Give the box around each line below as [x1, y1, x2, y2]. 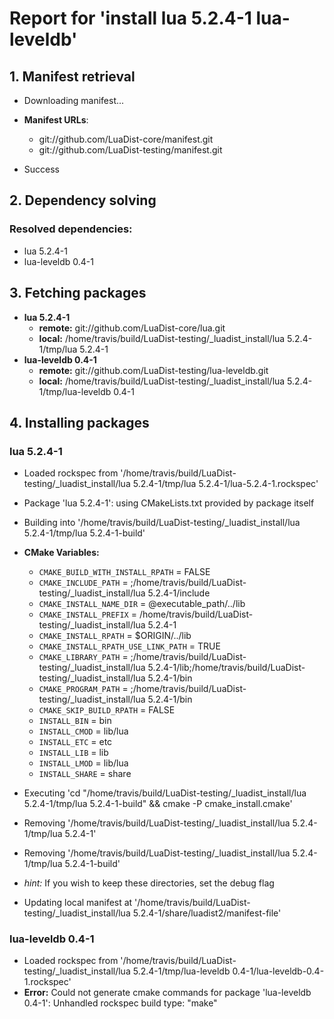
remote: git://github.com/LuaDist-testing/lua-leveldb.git [38, 364, 269, 376]
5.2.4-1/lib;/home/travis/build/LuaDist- [147, 662, 306, 674]
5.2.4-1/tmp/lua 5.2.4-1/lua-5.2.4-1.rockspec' [132, 478, 319, 490]
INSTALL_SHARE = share [38, 768, 132, 780]
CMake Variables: [23, 547, 100, 559]
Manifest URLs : [23, 114, 89, 126]
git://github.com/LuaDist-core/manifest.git [38, 133, 214, 145]
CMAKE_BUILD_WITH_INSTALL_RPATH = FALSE [38, 566, 211, 578]
